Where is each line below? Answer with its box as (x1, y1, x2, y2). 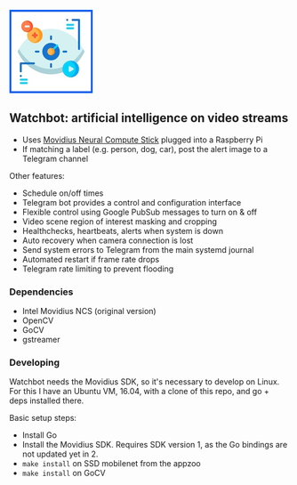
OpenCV (21, 315, 54, 326)
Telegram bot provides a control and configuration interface (21, 197, 242, 207)
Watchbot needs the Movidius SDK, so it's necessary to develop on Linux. (9, 376, 280, 387)
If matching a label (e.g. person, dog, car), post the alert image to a (21, 143, 269, 154)
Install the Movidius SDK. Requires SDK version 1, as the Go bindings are (21, 440, 288, 450)
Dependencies (9, 286, 74, 298)
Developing (9, 357, 60, 369)
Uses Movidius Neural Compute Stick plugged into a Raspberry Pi (21, 134, 263, 145)
